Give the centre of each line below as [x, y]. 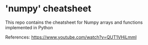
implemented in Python [29, 27]
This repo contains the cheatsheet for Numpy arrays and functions [74, 22]
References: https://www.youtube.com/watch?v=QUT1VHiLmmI [71, 37]
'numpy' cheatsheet [48, 9]
